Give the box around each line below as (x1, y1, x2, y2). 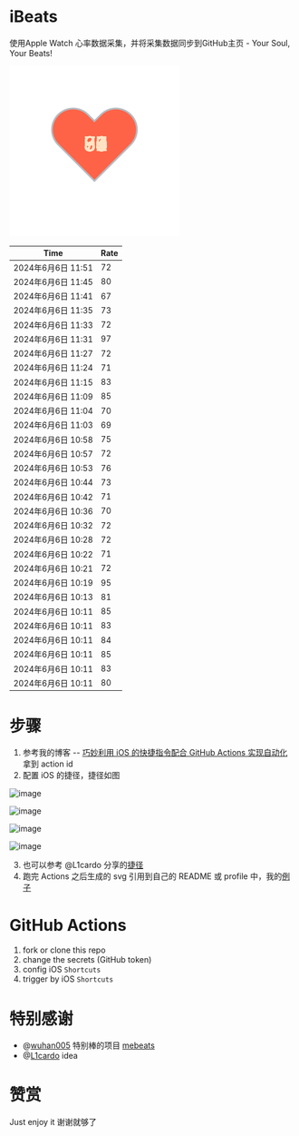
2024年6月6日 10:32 (13, 520, 93, 531)
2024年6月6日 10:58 (13, 434, 93, 445)
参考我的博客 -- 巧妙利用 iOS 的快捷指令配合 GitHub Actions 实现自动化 (22, 747, 288, 758)
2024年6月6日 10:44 (13, 477, 93, 488)
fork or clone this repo (22, 944, 106, 955)
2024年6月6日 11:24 (13, 362, 93, 373)
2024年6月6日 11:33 (13, 320, 93, 331)
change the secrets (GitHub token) (22, 954, 152, 965)
